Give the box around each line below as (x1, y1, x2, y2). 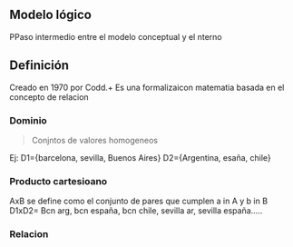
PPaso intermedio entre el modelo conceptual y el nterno (9, 31, 222, 42)
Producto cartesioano (9, 174, 108, 187)
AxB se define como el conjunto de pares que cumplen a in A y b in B (9, 195, 269, 207)
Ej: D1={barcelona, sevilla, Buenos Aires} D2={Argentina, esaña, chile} (9, 152, 272, 163)
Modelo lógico (9, 7, 93, 23)
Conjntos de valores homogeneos (31, 134, 159, 145)
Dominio (9, 114, 47, 126)
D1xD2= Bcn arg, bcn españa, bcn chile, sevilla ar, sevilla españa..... (9, 205, 263, 216)
